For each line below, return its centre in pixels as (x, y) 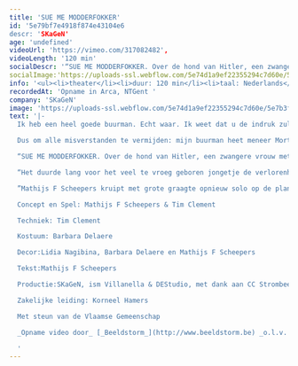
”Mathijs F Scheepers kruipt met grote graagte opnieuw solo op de (145, 188)
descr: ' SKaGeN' (39, 34)
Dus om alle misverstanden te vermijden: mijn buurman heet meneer (145, 141)
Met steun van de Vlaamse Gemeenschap (89, 316)
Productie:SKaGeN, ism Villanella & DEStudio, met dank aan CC (136, 284)
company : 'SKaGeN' (43, 100)
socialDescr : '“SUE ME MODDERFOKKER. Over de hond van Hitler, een (137, 67)
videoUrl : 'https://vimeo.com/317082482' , (89, 51)
